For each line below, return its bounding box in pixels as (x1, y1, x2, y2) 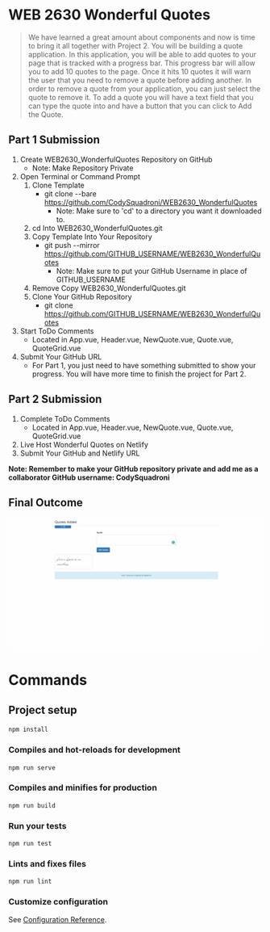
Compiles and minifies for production (8, 782, 157, 793)
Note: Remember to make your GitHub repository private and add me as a (8, 464, 259, 473)
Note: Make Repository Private (31, 163, 134, 173)
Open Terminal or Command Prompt (19, 171, 141, 181)
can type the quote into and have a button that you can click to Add (27, 101, 252, 111)
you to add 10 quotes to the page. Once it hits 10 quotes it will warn (27, 66, 251, 76)
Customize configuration (8, 896, 109, 908)
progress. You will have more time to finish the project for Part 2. (31, 369, 247, 379)
